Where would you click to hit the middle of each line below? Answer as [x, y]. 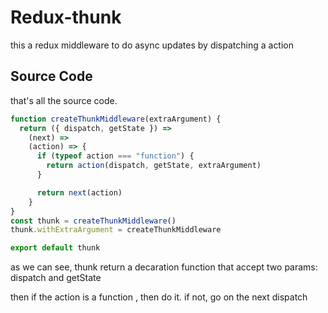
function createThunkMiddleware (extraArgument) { [116, 119]
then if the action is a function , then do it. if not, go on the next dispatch [159, 297]
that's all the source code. [64, 100]
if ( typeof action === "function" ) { [115, 156]
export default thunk [55, 248]
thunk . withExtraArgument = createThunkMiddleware [116, 230]
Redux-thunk [66, 17]
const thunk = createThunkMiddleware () [93, 221]
